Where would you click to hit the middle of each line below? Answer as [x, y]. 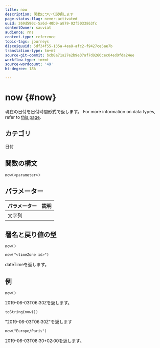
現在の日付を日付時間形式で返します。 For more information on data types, [80, 111]
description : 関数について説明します [39, 14]
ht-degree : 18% [21, 69]
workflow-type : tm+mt [27, 60]
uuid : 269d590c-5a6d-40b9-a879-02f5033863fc [51, 23]
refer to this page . [23, 117]
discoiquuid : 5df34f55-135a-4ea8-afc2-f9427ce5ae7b [59, 46]
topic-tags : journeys [27, 42]
